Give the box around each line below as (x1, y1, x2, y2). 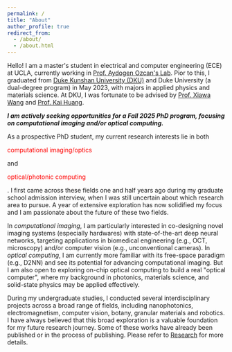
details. (7, 338, 28, 346)
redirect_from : (7, 29, 51, 37)
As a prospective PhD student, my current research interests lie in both (7, 132, 210, 141)
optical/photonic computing (7, 173, 87, 181)
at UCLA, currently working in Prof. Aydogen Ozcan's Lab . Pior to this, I (7, 69, 210, 77)
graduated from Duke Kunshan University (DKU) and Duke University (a (7, 76, 211, 84)
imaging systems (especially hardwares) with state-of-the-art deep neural (7, 229, 219, 237)
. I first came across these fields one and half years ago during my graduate (7, 186, 224, 194)
